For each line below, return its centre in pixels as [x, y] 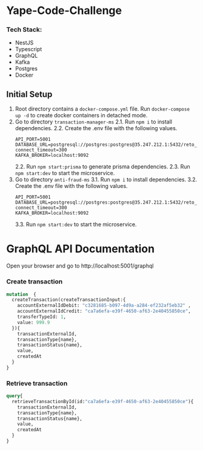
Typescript [28, 49]
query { [15, 396]
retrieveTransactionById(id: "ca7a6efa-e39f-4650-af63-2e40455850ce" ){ [103, 401]
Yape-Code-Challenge [64, 11]
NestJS [24, 43]
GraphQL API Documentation [81, 249]
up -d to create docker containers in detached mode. [81, 116]
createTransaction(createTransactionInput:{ [69, 300]
